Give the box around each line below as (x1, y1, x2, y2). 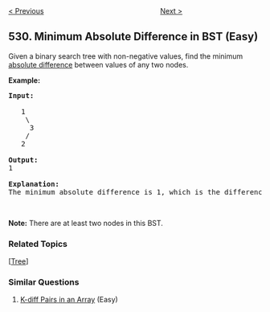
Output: (8, 155, 39, 164)
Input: (8, 91, 35, 100)
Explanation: (8, 179, 60, 188)
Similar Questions (8, 277, 80, 288)
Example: (8, 75, 41, 85)
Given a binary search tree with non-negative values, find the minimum (8, 51, 243, 61)
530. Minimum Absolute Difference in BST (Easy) (8, 30, 259, 43)
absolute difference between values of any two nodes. (8, 60, 189, 69)
